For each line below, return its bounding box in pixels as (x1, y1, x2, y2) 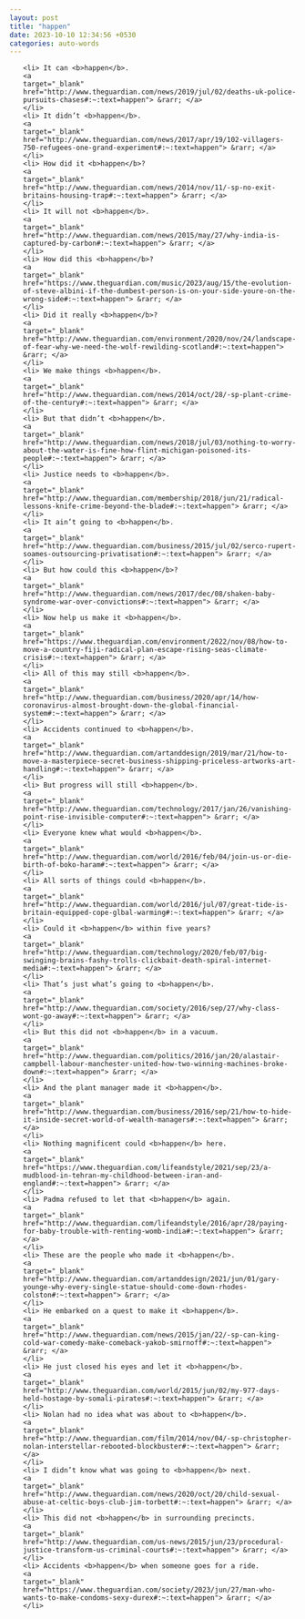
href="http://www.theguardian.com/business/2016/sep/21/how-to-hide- (22, 1107, 293, 1116)
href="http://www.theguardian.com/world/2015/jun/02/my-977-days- (22, 1386, 280, 1396)
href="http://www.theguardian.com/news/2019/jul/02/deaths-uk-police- (22, 87, 297, 97)
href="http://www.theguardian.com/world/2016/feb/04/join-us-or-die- (22, 852, 293, 861)
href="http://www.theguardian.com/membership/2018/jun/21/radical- (22, 494, 284, 504)
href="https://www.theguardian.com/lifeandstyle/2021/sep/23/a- (22, 1163, 272, 1173)
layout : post (9, 13, 59, 23)
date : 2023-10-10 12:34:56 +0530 (9, 30, 137, 39)
